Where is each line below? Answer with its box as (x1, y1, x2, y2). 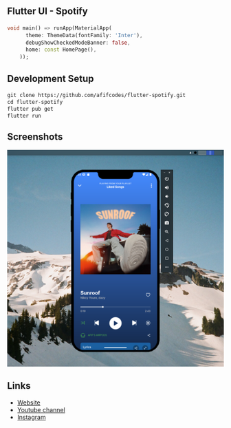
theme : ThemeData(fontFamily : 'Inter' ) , (25, 32, 143, 39)
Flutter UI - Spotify (7, 6, 88, 17)
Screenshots (7, 131, 63, 143)
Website (16, 398, 41, 407)
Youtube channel (16, 405, 65, 414)
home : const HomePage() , (25, 46, 97, 54)
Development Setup (7, 72, 94, 85)
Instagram (16, 413, 46, 421)
